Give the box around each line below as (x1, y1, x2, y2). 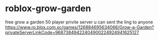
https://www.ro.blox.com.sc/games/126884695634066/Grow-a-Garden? (5, 24, 155, 30)
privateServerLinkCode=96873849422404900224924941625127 (5, 29, 140, 35)
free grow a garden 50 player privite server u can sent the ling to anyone (5, 19, 154, 25)
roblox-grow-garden (5, 3, 91, 14)
